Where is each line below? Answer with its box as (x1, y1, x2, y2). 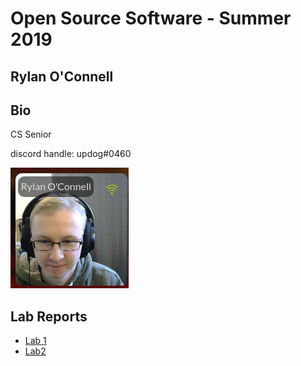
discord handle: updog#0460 (10, 148, 132, 160)
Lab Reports (10, 308, 88, 325)
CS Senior (10, 128, 52, 141)
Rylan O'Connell (10, 68, 114, 85)
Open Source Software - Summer (10, 7, 292, 30)
